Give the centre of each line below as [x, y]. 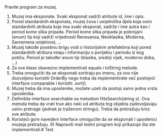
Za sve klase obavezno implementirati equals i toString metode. [75, 68]
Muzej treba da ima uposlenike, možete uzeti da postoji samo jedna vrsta [84, 88]
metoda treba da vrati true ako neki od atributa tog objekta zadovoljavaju [84, 104]
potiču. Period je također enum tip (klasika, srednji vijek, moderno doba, [83, 57]
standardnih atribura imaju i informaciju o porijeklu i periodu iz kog [78, 52]
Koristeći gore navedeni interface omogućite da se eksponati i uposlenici [84, 119]
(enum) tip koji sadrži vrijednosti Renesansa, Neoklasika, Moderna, [78, 37]
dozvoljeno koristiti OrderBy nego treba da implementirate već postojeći [83, 78]
